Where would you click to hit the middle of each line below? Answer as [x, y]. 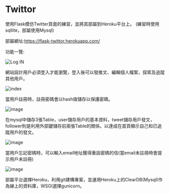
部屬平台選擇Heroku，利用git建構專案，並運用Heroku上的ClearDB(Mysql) [82, 179]
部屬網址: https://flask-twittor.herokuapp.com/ [53, 41]
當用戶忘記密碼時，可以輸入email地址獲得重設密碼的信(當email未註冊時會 [81, 153]
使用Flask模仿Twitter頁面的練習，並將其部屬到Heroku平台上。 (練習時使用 [82, 24]
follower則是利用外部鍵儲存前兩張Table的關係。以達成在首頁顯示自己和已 [81, 126]
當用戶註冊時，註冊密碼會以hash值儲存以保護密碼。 [59, 99]
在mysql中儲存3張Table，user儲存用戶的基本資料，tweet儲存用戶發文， [80, 119]
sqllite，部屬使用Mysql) [30, 30]
